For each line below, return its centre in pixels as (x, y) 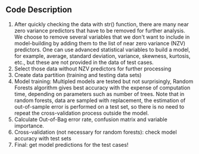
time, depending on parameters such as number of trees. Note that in (99, 94)
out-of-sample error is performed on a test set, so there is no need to (99, 106)
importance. (29, 125)
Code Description (39, 10)
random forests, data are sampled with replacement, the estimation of (100, 100)
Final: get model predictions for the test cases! (71, 144)
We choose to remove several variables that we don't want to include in (102, 37)
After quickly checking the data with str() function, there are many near (101, 24)
